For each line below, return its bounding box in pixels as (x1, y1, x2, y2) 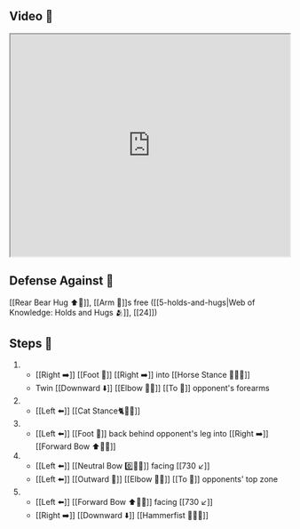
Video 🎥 (9, 9, 53, 24)
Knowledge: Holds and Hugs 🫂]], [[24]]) (9, 307, 158, 317)
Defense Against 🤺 (9, 273, 114, 289)
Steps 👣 (9, 336, 53, 351)
